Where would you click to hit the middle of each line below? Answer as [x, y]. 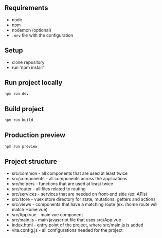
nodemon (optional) [31, 30]
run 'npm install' [28, 67]
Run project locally [34, 83]
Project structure [31, 161]
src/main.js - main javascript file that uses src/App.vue [66, 220]
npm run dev [17, 94]
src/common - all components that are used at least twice [70, 173]
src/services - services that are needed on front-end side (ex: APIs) [80, 194]
